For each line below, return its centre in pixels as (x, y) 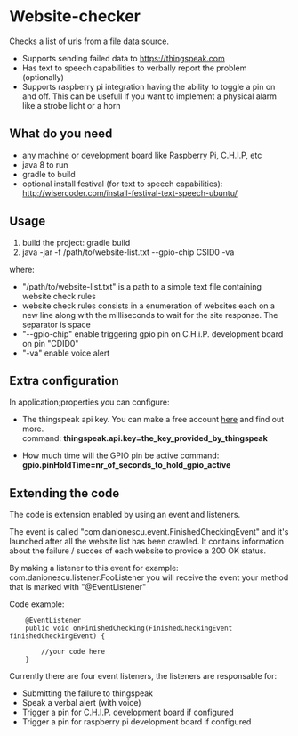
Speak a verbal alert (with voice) (81, 703)
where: (22, 269)
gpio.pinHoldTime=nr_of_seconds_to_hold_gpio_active (126, 465)
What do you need (61, 134)
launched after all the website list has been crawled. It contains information (147, 542)
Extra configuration (64, 380)
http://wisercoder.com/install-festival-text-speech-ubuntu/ (129, 192)
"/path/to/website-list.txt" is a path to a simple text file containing (142, 286)
